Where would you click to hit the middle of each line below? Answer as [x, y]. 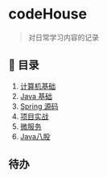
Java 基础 [36, 96]
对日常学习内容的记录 [63, 37]
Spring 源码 [39, 106]
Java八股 [35, 136]
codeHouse [47, 14]
